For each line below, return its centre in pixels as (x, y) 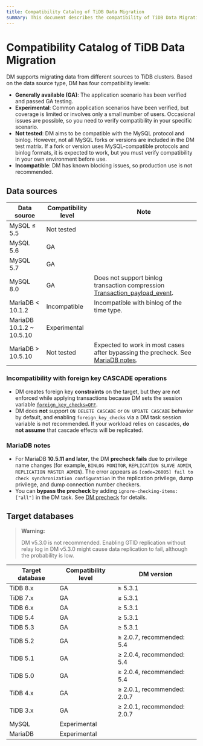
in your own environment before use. (61, 159)
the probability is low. (47, 555)
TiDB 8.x (21, 588)
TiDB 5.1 (22, 658)
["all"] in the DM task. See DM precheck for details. (81, 497)
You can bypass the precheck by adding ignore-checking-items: (96, 490)
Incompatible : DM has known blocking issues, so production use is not (103, 166)
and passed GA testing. (44, 101)
